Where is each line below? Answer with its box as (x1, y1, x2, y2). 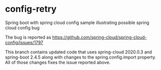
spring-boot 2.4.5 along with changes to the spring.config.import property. (5, 54, 156, 60)
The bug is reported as (5, 34, 52, 40)
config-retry (5, 3, 57, 15)
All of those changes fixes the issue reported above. (5, 59, 111, 65)
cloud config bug (5, 24, 40, 30)
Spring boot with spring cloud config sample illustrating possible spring (5, 20, 150, 25)
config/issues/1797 (5, 39, 43, 45)
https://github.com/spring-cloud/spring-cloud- (52, 34, 147, 40)
